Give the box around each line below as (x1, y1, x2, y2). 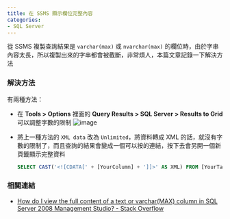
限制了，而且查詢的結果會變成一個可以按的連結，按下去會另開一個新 (29, 141, 221, 149)
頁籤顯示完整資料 (16, 150, 66, 158)
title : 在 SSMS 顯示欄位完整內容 (7, 10, 94, 17)
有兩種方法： (7, 95, 43, 103)
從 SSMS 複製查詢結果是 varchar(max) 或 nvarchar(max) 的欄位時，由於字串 (7, 42, 219, 51)
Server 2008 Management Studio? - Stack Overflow (16, 204, 164, 212)
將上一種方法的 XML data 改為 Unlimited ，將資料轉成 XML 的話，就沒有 (16, 133, 217, 141)
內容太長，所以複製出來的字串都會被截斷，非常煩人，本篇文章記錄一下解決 (7, 51, 217, 59)
